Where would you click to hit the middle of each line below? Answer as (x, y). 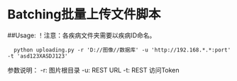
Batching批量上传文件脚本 (84, 14)
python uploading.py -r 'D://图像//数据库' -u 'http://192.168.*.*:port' (122, 50)
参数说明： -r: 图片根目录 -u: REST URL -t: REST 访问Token (93, 70)
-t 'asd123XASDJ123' (38, 56)
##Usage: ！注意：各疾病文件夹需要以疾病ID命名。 (82, 35)
